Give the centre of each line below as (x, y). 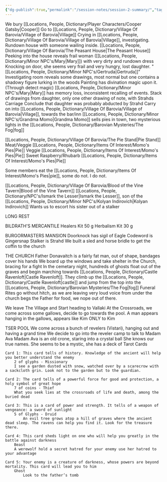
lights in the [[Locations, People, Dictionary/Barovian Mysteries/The (74, 125)
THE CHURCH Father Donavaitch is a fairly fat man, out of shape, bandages (83, 256)
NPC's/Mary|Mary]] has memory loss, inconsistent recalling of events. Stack (83, 93)
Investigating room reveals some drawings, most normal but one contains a (82, 77)
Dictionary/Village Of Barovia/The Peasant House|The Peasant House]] (78, 50)
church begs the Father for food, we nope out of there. (61, 298)
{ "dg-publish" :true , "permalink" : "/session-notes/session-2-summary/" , (80, 10)
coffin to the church (25, 246)
